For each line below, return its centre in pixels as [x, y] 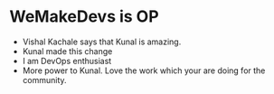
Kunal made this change [67, 51]
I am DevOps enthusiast [67, 61]
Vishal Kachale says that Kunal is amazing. [102, 42]
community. [44, 80]
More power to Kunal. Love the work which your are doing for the [144, 70]
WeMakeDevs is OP [85, 17]
